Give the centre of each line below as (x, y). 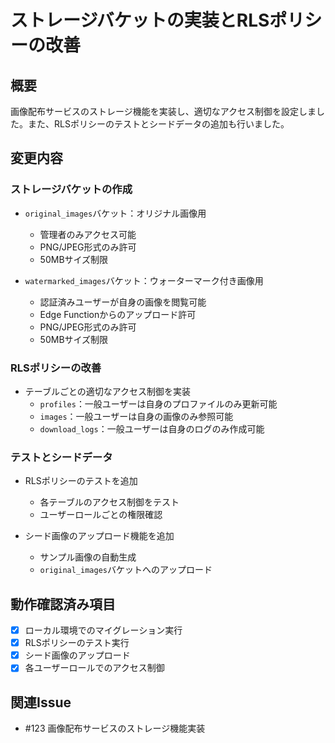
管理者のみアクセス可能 (88, 234)
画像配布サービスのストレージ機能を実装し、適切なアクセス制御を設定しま (163, 111)
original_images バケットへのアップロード (126, 570)
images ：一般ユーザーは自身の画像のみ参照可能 (136, 416)
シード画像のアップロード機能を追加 (99, 536)
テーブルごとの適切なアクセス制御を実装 (108, 391)
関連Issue (41, 702)
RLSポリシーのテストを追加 (81, 481)
